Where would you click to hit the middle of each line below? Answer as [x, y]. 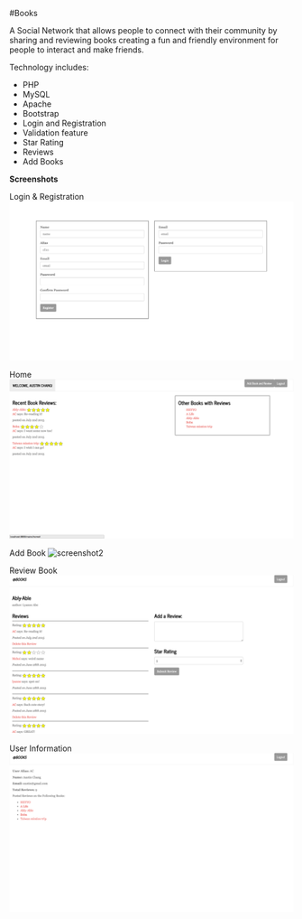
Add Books [43, 161]
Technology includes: [49, 67]
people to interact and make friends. [77, 50]
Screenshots [34, 179]
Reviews [38, 152]
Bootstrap [41, 113]
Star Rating [43, 142]
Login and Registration [64, 123]
